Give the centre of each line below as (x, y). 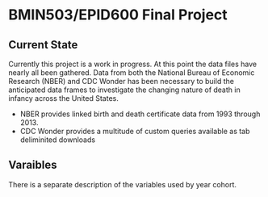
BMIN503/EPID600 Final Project (118, 15)
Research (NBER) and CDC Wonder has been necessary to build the (121, 81)
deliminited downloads (57, 140)
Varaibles (33, 165)
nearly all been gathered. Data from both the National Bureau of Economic (132, 73)
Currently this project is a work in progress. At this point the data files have (132, 64)
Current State (43, 45)
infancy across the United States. (63, 98)
